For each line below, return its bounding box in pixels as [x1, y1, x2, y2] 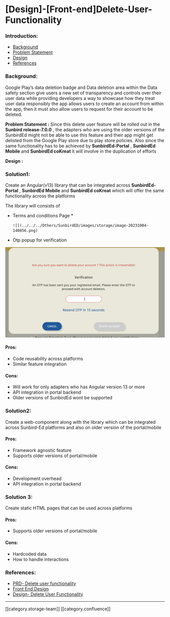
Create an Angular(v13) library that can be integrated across [5, 182, 131, 188]
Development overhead [12, 475, 62, 482]
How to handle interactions [12, 556, 69, 562]
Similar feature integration [12, 361, 67, 367]
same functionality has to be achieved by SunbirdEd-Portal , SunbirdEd [5, 143, 156, 149]
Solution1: [5, 170, 30, 178]
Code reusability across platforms [12, 356, 83, 362]
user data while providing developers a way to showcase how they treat [5, 95, 155, 101]
